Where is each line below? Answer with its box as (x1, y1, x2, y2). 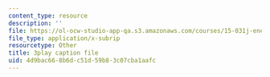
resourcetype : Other (8, 42, 78, 50)
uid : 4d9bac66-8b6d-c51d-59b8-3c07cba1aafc (8, 57, 157, 65)
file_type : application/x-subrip (8, 34, 121, 43)
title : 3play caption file (8, 49, 99, 57)
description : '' (8, 19, 63, 27)
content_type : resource (8, 11, 88, 20)
